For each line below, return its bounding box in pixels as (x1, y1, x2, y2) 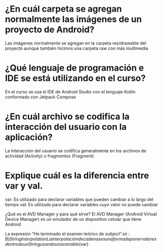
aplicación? (5, 132, 53, 143)
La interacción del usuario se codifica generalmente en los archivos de (5, 147, 147, 154)
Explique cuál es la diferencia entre (5, 170, 149, 181)
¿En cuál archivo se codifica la (5, 111, 130, 122)
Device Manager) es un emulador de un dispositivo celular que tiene (5, 216, 142, 222)
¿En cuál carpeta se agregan (5, 3, 122, 15)
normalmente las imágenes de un (5, 14, 142, 25)
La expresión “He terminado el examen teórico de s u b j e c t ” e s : (5, 231, 130, 236)
